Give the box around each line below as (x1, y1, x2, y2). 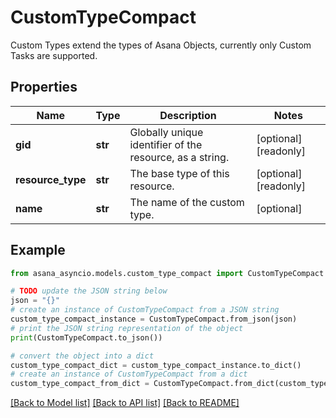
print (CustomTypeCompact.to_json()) (10, 332, 163, 343)
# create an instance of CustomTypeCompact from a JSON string (10, 305, 280, 315)
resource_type (15, 172, 87, 186)
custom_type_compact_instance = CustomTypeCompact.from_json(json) (10, 314, 298, 325)
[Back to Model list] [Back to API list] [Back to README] (10, 397, 240, 409)
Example (10, 242, 66, 259)
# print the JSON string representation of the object (10, 323, 244, 333)
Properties (10, 79, 78, 96)
